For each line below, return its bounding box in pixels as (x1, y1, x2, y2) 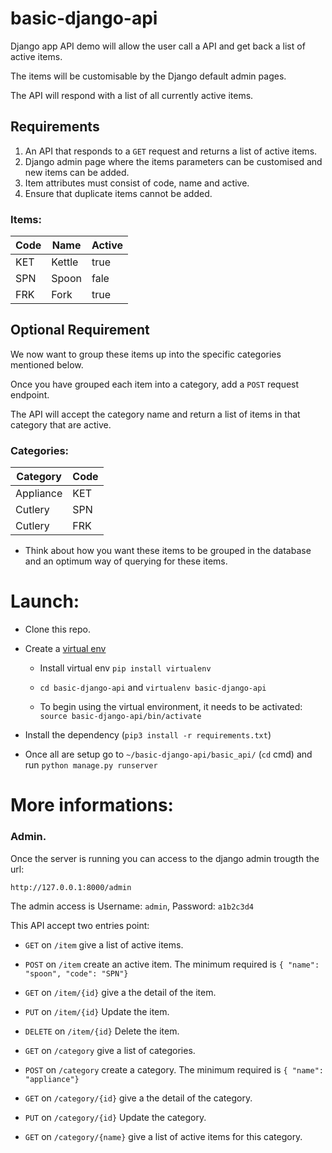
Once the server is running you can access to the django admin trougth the (10, 852, 320, 864)
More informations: (10, 794, 174, 817)
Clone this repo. (24, 623, 91, 636)
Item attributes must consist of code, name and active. (24, 177, 250, 189)
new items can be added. (24, 166, 130, 178)
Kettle (51, 255, 79, 269)
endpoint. (10, 388, 50, 401)
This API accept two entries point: (10, 919, 150, 931)
